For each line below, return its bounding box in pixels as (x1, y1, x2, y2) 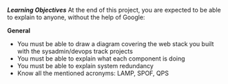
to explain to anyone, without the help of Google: (7, 13, 145, 21)
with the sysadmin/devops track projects (17, 48, 133, 55)
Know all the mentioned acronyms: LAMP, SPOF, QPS (17, 69, 169, 77)
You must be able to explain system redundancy (17, 62, 154, 70)
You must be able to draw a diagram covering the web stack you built (17, 40, 214, 48)
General (7, 27, 31, 34)
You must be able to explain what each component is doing (17, 54, 185, 63)
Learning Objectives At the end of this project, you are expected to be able (7, 6, 222, 14)
